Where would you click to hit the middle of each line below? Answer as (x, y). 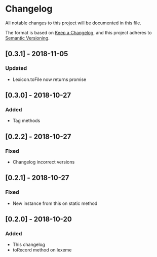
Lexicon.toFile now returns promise (49, 79)
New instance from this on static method (55, 203)
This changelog (29, 245)
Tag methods (26, 121)
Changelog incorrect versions (44, 162)
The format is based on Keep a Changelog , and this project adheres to (78, 32)
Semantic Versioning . (27, 38)
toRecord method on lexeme (42, 250)
